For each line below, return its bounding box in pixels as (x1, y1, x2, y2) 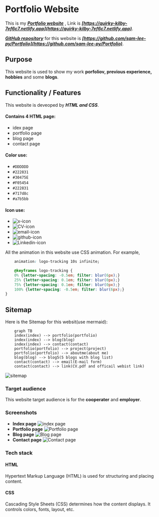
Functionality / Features (5, 89, 81, 97)
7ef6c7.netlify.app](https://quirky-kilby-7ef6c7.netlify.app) (5, 25, 132, 31)
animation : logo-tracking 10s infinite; (14, 259, 100, 264)
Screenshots (5, 409, 37, 416)
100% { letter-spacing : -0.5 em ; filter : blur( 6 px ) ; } (14, 287, 124, 292)
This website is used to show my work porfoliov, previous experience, (5, 68, 152, 75)
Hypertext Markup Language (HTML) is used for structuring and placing (5, 473, 154, 479)
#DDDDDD (12, 164, 29, 169)
